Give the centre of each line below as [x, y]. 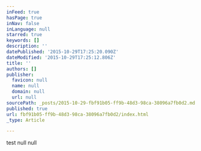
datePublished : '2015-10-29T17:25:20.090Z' [63, 52]
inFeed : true [23, 12]
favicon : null [30, 80]
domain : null [28, 92]
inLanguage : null [28, 29]
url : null [24, 97]
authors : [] [21, 69]
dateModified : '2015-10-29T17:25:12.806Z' [61, 57]
